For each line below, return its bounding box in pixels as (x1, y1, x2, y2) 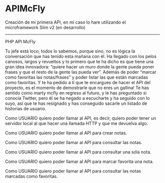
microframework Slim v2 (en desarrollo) (5, 24, 85, 30)
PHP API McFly (5, 38, 36, 44)
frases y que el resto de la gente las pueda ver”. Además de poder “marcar (5, 69, 157, 75)
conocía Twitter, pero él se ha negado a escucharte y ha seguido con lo (5, 95, 150, 101)
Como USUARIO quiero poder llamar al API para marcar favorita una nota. (5, 158, 154, 164)
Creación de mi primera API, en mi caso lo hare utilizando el (5, 19, 126, 25)
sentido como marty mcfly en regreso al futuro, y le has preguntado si (5, 90, 147, 96)
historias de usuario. (5, 105, 47, 111)
